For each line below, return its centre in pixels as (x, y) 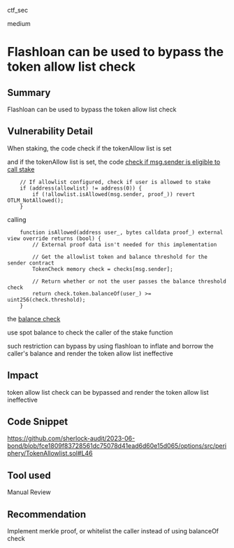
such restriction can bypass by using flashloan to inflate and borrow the (111, 346)
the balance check (34, 318)
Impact (23, 375)
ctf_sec (18, 10)
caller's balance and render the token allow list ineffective (90, 353)
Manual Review (29, 492)
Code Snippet (38, 422)
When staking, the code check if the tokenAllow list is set (89, 148)
